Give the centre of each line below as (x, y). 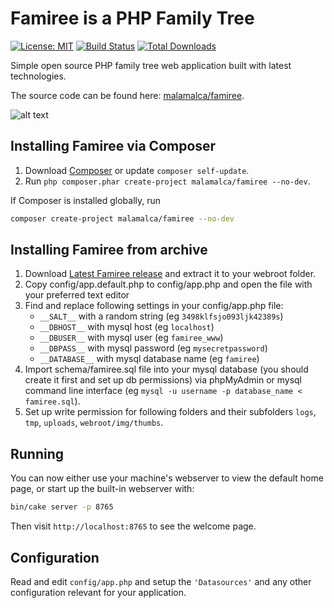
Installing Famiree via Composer (113, 146)
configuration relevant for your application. (98, 592)
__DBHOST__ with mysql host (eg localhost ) (127, 327)
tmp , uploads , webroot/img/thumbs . (94, 423)
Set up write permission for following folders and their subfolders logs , (170, 412)
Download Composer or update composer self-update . (137, 170)
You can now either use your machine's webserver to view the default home (167, 478)
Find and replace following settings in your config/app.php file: (154, 306)
